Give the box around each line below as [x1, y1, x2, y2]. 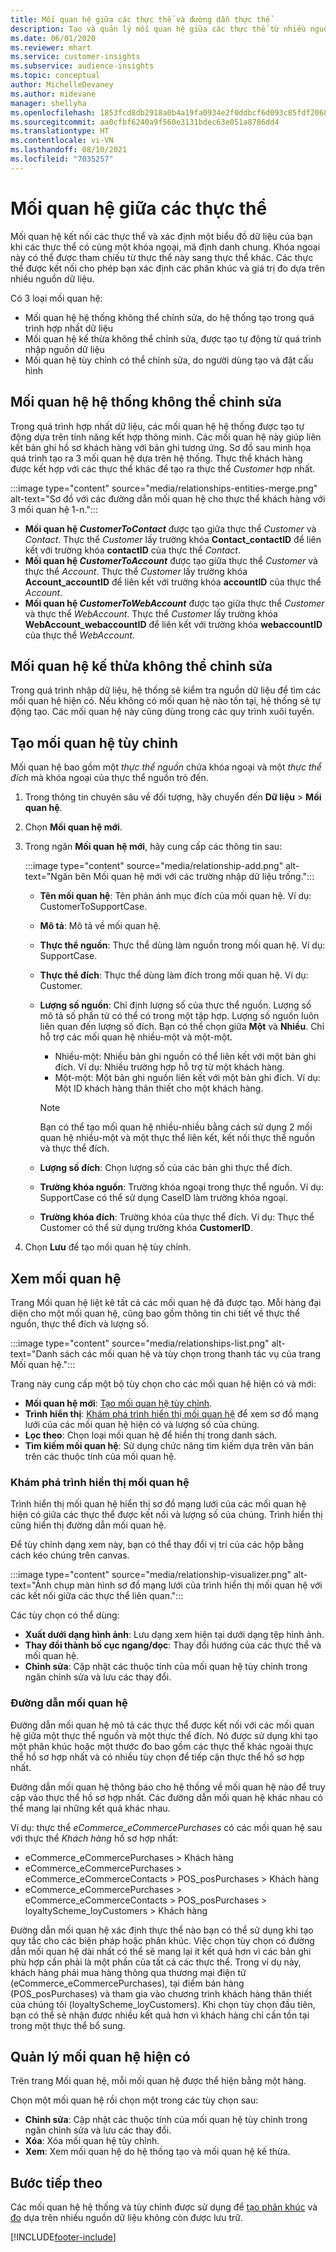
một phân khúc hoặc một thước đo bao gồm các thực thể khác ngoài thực [10, 1740, 314, 1752]
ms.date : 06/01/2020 [10, 33, 97, 43]
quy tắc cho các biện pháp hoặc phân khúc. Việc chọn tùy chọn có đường [10, 1934, 315, 1946]
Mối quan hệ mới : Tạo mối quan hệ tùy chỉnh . [24, 1397, 213, 1409]
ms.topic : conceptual [10, 71, 101, 81]
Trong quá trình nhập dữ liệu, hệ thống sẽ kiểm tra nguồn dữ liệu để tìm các [10, 684, 322, 696]
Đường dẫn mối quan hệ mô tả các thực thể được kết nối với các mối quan [10, 1719, 315, 1731]
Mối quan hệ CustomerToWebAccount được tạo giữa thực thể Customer [24, 597, 325, 609]
